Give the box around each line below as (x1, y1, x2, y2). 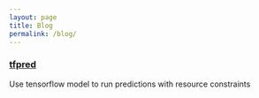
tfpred (9, 58, 37, 71)
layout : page (9, 12, 57, 22)
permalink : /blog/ (9, 29, 77, 38)
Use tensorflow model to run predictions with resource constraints (9, 79, 251, 89)
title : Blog (9, 21, 53, 30)
